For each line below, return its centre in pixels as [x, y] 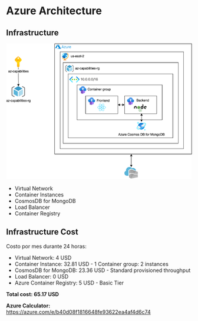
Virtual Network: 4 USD [43, 257]
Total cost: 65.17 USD [32, 294]
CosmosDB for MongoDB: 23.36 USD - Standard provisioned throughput [103, 270]
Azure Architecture [54, 11]
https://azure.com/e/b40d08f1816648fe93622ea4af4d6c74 [79, 312]
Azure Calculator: [28, 306]
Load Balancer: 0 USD [42, 276]
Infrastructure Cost [42, 232]
